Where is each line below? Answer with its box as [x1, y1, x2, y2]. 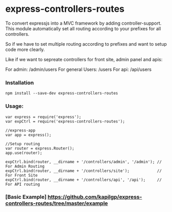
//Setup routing [5, 141, 40, 146]
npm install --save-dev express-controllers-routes [5, 91, 118, 96]
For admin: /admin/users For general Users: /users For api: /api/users [5, 66, 152, 72]
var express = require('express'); [5, 114, 82, 120]
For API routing [5, 182, 40, 187]
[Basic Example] [5, 194, 47, 201]
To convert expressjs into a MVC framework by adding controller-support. [5, 20, 162, 26]
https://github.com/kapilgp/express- [47, 194, 142, 201]
